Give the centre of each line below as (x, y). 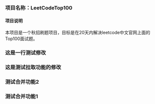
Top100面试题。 (21, 39)
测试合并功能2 (22, 82)
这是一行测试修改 (26, 53)
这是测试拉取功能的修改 (33, 67)
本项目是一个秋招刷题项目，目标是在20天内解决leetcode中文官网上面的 (78, 33)
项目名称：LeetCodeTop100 (39, 7)
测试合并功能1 (22, 96)
